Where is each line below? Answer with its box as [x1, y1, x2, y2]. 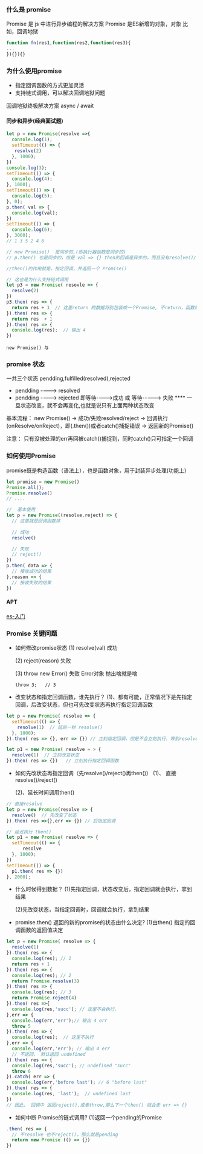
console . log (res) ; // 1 [11, 956, 71, 962]
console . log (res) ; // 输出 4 [11, 327, 86, 333]
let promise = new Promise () [6, 479, 80, 485]
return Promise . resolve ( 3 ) [11, 978, 80, 984]
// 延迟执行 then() [6, 829, 52, 835]
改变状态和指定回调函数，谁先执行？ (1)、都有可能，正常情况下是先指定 [14, 693, 192, 701]
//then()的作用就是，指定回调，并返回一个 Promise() [6, 265, 127, 272]
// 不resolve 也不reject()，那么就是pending [11, 1132, 118, 1138]
